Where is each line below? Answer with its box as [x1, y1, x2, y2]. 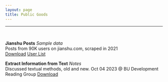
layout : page [5, 7, 32, 12]
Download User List [5, 50, 46, 56]
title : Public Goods [5, 12, 48, 17]
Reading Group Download [5, 71, 58, 77]
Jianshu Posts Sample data [5, 40, 63, 46]
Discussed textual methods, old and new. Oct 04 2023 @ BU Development [5, 65, 158, 71]
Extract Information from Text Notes [5, 60, 81, 66]
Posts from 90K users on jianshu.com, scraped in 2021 [5, 45, 118, 51]
